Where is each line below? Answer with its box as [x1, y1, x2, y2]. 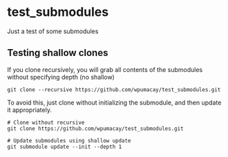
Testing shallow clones [7, 47, 108, 59]
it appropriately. [7, 105, 52, 114]
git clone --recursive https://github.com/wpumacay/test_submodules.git [7, 86, 221, 93]
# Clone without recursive [7, 119, 85, 126]
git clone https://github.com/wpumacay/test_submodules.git [7, 125, 184, 132]
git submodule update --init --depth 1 [7, 143, 122, 150]
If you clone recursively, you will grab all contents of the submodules [7, 65, 203, 73]
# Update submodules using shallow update [7, 137, 131, 144]
